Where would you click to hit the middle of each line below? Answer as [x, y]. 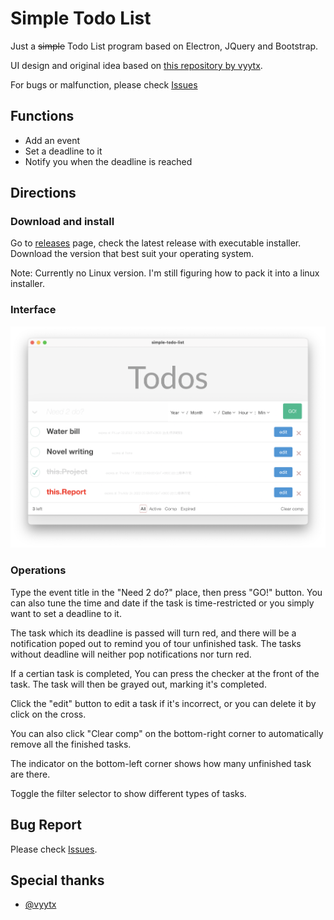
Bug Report [46, 825]
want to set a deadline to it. [66, 613]
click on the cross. [48, 714]
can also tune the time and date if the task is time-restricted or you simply [162, 603]
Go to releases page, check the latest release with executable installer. [156, 243]
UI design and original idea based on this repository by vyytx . [136, 65]
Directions [43, 193]
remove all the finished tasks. [71, 744]
